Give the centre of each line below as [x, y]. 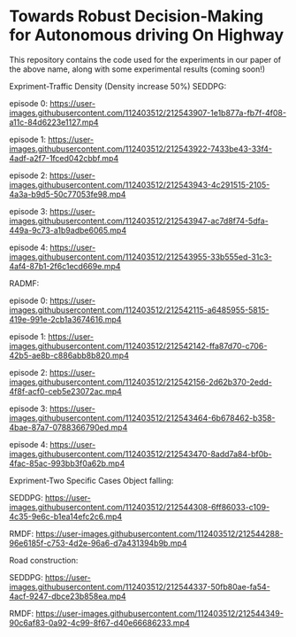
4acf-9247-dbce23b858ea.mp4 [68, 596]
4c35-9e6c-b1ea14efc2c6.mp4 [66, 517]
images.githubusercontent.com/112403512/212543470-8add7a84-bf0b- [140, 454]
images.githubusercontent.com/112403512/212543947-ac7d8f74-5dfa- [139, 221]
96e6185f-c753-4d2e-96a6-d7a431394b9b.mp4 [98, 543]
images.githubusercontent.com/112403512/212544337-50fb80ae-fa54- [140, 587]
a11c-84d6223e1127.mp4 [54, 122]
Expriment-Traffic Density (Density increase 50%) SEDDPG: [118, 86]
